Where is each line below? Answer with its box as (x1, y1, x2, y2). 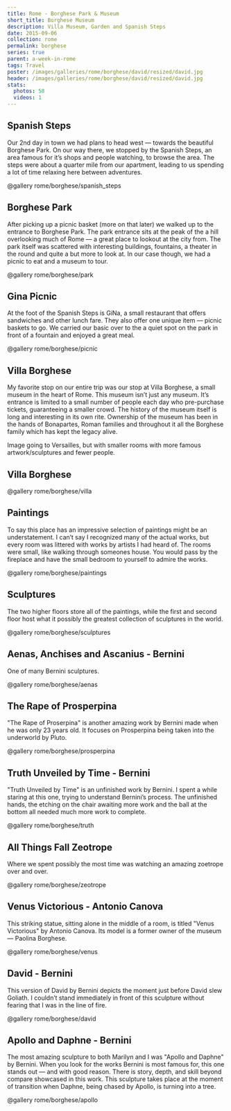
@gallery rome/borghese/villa (7, 487, 92, 496)
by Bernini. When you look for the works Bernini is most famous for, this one (7, 1060, 225, 1069)
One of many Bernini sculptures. (7, 667, 99, 675)
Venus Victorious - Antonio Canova (7, 901, 164, 913)
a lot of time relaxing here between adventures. (7, 168, 143, 176)
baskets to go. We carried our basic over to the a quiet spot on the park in (7, 324, 219, 332)
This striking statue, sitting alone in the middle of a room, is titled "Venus (7, 919, 214, 927)
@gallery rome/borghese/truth (7, 821, 94, 829)
